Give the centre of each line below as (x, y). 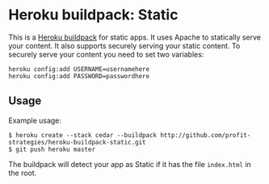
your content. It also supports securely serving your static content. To (124, 45)
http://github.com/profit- (206, 135)
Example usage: (35, 120)
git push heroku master (55, 149)
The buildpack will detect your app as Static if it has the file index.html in (130, 164)
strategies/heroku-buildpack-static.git (78, 142)
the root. (23, 173)
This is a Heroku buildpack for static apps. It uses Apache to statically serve (134, 37)
